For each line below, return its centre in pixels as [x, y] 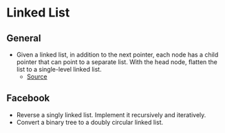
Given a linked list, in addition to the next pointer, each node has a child [117, 54]
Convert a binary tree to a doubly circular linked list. [90, 122]
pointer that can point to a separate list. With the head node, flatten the [117, 62]
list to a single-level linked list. [59, 69]
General [24, 38]
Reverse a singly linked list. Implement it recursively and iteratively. [111, 114]
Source [37, 76]
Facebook [28, 98]
